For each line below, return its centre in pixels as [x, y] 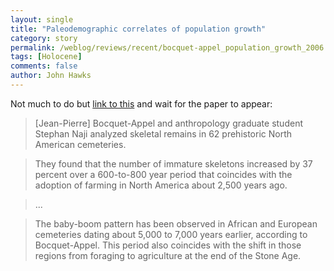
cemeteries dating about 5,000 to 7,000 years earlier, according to [171, 234]
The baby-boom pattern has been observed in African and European [176, 223]
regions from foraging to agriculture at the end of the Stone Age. [168, 255]
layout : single [42, 19]
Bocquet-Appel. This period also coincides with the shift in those [168, 245]
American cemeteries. [80, 144]
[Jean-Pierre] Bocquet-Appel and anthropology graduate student [168, 123]
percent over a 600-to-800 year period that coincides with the [163, 174]
